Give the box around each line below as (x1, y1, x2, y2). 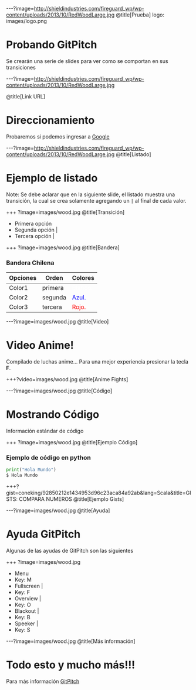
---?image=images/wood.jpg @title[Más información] (6, 638, 136, 645)
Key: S (14, 626, 31, 633)
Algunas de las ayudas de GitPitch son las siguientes (6, 547, 134, 554)
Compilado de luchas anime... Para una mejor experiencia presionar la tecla (6, 358, 189, 365)
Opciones (9, 274, 37, 282)
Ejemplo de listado (6, 171, 98, 185)
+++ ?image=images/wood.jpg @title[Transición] (6, 209, 125, 216)
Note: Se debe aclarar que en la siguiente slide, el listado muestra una (6, 191, 175, 198)
